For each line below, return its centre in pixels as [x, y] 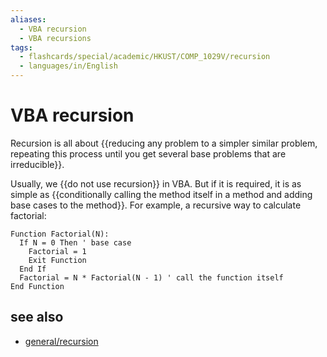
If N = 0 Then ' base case [75, 242]
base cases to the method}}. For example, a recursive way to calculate [156, 205]
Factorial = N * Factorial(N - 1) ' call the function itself [151, 277]
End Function [37, 286]
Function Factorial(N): [60, 234]
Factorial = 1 [57, 251]
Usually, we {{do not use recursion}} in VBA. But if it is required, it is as [156, 183]
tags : [21, 47]
